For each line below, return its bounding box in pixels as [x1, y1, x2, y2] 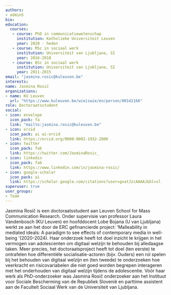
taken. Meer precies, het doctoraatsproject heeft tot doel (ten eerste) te [5, 246, 156, 252]
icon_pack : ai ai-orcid [10, 131, 60, 136]
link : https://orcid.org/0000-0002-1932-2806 [10, 136, 109, 142]
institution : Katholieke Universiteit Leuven [16, 36, 115, 42]
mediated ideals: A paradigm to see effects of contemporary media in [5, 229, 152, 235]
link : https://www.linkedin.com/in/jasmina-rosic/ [10, 165, 120, 170]
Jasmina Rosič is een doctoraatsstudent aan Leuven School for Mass [5, 207, 151, 213]
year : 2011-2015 [16, 70, 52, 75]
